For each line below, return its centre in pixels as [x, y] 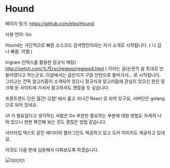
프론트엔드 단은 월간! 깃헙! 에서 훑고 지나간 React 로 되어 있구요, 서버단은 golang [85, 98]
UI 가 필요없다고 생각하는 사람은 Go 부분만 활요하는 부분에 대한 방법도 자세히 [81, 115]
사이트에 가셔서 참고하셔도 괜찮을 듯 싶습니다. [65, 87]
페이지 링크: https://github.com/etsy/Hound [50, 23]
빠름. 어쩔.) [22, 51]
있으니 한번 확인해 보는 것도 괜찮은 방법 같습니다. [58, 122]
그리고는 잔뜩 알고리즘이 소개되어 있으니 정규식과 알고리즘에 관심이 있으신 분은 [82, 81]
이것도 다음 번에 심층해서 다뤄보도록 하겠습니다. [52, 150]
